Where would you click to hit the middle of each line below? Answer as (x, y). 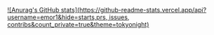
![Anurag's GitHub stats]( (44, 10)
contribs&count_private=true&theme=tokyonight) (78, 24)
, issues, (118, 17)
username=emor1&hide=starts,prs (57, 17)
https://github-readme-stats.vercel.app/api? (143, 10)
